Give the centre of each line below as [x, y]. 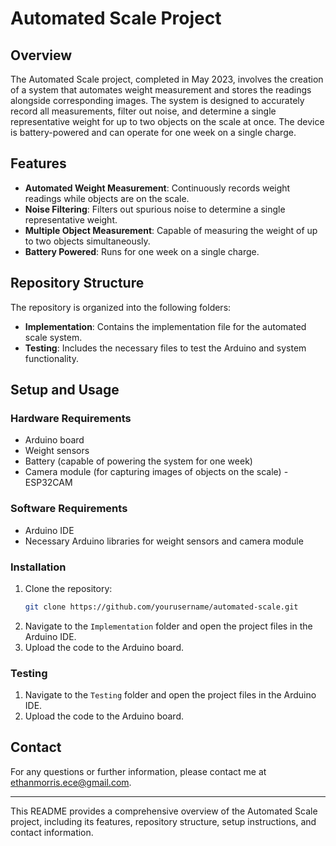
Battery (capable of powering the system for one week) [138, 461]
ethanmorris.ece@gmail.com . [71, 782]
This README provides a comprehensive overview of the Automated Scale [164, 811]
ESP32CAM [48, 483]
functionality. [51, 358]
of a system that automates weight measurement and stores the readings [161, 90]
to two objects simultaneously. [87, 241]
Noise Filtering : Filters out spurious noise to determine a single [155, 209]
